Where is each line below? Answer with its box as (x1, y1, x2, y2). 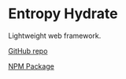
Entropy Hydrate (8, 5, 118, 23)
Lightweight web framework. (8, 31, 102, 40)
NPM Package (8, 61, 55, 71)
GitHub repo (8, 46, 48, 55)
